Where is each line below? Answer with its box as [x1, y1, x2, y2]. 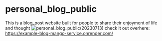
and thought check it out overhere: [5, 25, 150, 31]
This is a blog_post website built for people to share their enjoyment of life [5, 20, 158, 26]
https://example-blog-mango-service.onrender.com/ [5, 30, 114, 36]
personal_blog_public [5, 3, 97, 15]
